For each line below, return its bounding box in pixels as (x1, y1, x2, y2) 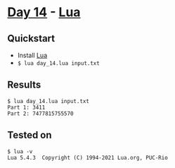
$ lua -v (7, 148, 33, 155)
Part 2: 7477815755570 (7, 110, 74, 117)
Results (7, 79, 41, 91)
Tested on (7, 129, 52, 141)
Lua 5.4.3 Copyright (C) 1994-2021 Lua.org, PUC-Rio (7, 154, 169, 161)
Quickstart (7, 32, 56, 44)
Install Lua (17, 51, 48, 59)
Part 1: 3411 (7, 104, 46, 111)
